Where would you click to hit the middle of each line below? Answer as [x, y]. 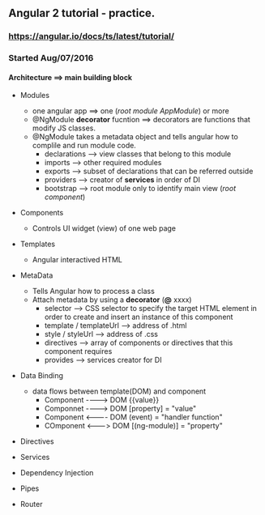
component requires [78, 351]
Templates [37, 244]
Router [31, 504]
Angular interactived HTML [77, 260]
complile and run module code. [84, 146]
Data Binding [41, 376]
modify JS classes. [64, 128]
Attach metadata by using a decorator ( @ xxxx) [112, 300]
